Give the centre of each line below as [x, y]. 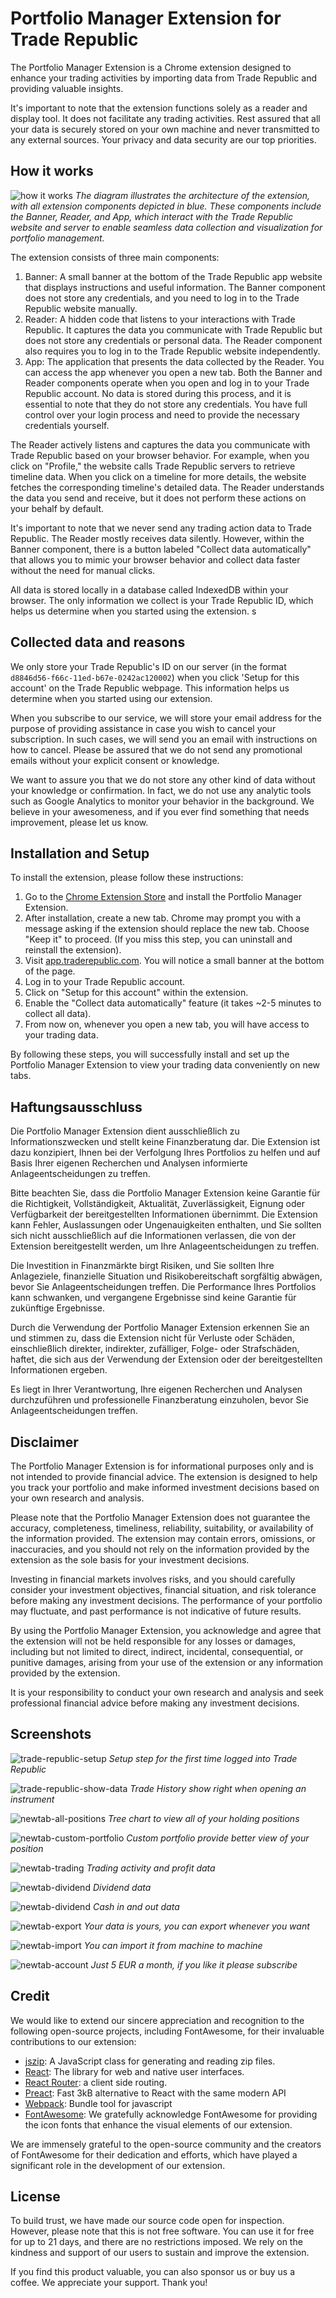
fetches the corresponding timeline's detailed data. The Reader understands [167, 487]
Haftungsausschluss [76, 1107]
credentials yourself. [67, 425]
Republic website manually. [81, 308]
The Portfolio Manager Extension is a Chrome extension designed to [151, 67]
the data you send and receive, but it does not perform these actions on [158, 498]
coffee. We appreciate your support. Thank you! [109, 2283]
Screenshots [51, 1734]
